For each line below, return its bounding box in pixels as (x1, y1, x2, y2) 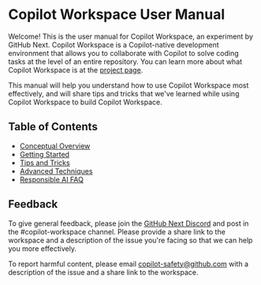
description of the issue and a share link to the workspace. (8, 267, 199, 277)
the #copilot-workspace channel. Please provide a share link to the (8, 227, 226, 236)
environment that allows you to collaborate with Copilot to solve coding (8, 48, 239, 58)
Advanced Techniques (19, 166, 93, 175)
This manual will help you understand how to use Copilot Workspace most (8, 81, 249, 90)
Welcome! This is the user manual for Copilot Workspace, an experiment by (8, 32, 254, 41)
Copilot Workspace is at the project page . (8, 65, 144, 74)
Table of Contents (8, 120, 99, 133)
